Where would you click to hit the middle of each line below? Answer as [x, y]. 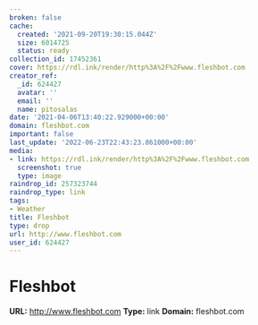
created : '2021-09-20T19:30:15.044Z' [87, 34]
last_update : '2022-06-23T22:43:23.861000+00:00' [104, 142]
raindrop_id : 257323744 [54, 184]
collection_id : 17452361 [55, 59]
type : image [40, 175]
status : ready [43, 51]
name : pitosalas [47, 109]
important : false [42, 134]
